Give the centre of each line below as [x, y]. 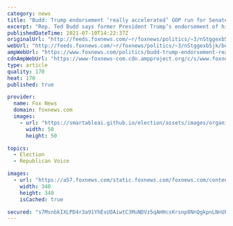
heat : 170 [21, 78]
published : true [31, 85]
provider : [21, 97]
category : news [29, 14]
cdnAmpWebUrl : [28, 59]
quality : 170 [26, 71]
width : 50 [40, 129]
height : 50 [41, 136]
